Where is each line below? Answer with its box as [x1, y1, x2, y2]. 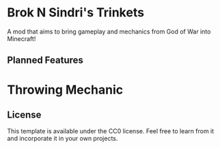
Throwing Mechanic [7, 82, 124, 97]
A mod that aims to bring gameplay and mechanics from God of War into [7, 27, 211, 36]
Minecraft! [7, 34, 36, 42]
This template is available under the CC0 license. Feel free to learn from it [7, 127, 215, 135]
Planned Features [7, 55, 84, 66]
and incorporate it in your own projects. [7, 135, 118, 143]
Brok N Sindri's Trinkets [7, 5, 145, 21]
